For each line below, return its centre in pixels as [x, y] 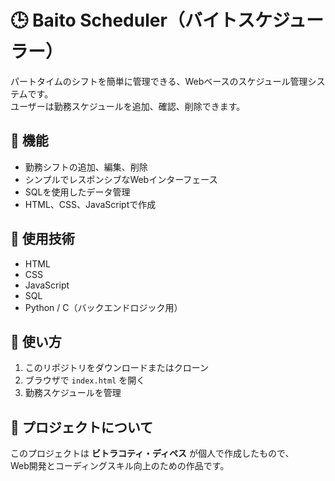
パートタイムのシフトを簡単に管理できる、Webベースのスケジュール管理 [159, 81]
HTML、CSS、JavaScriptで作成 [90, 204]
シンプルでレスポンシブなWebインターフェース [121, 179]
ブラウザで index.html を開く [85, 380]
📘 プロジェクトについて [82, 427]
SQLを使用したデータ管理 [77, 192]
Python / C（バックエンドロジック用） [103, 307]
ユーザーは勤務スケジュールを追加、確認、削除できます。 [128, 106]
